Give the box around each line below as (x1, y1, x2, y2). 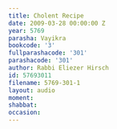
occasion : (8, 109, 42, 117)
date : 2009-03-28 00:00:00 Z (8, 19, 106, 27)
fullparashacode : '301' (8, 49, 88, 57)
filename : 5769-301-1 (8, 79, 81, 87)
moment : (8, 94, 34, 102)
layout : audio (8, 86, 56, 95)
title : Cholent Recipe (8, 11, 84, 20)
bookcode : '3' (8, 42, 56, 50)
